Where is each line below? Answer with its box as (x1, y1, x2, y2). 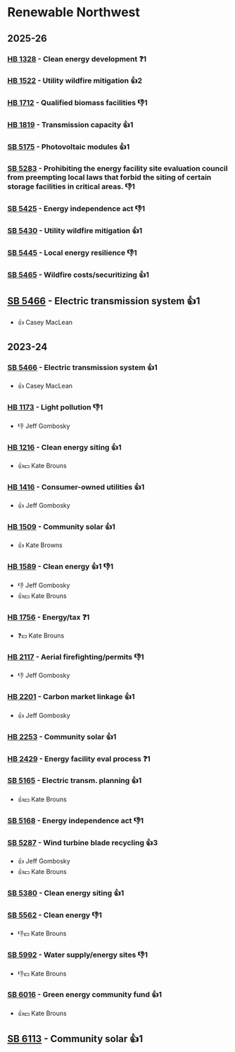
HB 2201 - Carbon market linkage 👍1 (7, 692, 135, 702)
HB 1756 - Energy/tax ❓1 (7, 612, 90, 622)
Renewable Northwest (7, 4, 141, 20)
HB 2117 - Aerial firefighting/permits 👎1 (7, 652, 144, 662)
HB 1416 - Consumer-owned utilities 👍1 (7, 482, 145, 491)
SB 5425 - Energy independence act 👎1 (7, 204, 146, 214)
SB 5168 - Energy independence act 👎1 (7, 815, 144, 825)
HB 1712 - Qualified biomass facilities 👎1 (7, 98, 148, 108)
